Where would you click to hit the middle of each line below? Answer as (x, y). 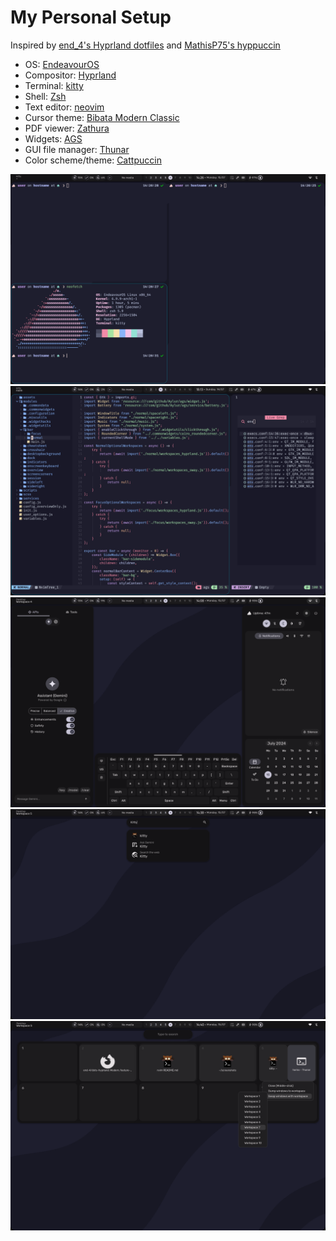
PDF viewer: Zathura (67, 128)
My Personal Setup (91, 17)
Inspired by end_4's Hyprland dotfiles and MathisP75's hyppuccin (145, 45)
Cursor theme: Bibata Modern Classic (102, 117)
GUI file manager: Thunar (77, 149)
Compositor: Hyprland (70, 75)
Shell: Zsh (45, 96)
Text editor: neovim (64, 107)
